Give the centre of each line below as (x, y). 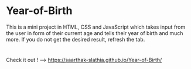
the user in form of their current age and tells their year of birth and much (95, 33)
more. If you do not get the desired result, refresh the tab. (76, 39)
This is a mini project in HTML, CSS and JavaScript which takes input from (96, 27)
